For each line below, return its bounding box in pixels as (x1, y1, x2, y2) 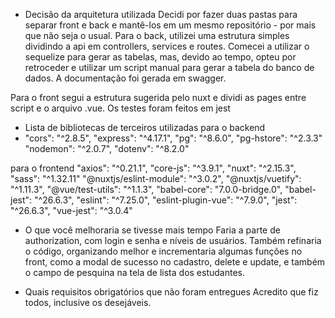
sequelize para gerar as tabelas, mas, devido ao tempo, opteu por (24, 51, 297, 63)
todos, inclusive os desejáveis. (24, 297, 152, 308)
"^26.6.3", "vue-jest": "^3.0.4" (10, 205, 133, 216)
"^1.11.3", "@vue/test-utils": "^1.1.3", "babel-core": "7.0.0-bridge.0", (10, 184, 283, 195)
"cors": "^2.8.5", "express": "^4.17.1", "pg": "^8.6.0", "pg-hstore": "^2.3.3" (24, 132, 323, 144)
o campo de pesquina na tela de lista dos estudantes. (24, 267, 245, 278)
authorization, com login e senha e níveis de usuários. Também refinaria (24, 235, 322, 246)
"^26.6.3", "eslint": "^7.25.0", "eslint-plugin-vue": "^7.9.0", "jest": (34, 194, 298, 206)
